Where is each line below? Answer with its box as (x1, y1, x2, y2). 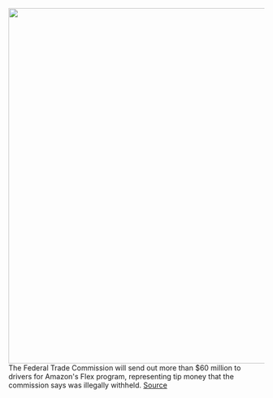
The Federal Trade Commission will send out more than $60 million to (8, 363, 241, 373)
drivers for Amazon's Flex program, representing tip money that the (8, 372, 234, 381)
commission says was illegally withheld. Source (8, 380, 168, 390)
